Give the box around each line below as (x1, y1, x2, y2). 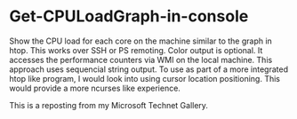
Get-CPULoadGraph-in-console (9, 6, 249, 27)
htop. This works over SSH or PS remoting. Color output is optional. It (9, 44, 263, 55)
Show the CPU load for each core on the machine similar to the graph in (9, 36, 273, 46)
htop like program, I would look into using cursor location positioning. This (9, 73, 280, 83)
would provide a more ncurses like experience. (9, 83, 181, 93)
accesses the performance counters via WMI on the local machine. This (9, 54, 273, 65)
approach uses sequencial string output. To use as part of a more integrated (9, 64, 289, 75)
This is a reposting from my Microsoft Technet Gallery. (9, 99, 209, 110)
